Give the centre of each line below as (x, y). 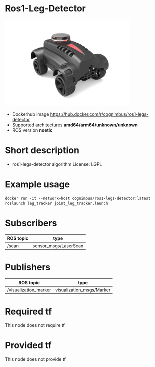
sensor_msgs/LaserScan (58, 246)
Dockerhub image (31, 114)
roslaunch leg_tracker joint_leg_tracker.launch (57, 203)
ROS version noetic (32, 130)
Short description (42, 151)
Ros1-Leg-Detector (45, 9)
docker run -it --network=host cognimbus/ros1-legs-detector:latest (78, 198)
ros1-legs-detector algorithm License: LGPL (57, 164)
